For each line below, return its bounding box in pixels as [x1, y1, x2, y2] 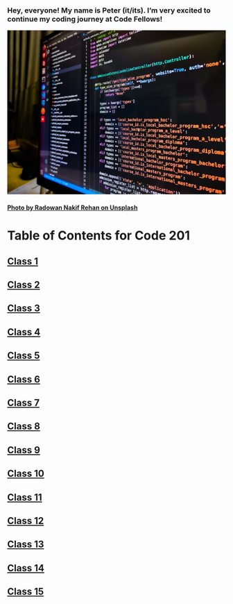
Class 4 [7, 326, 41, 338]
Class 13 [7, 539, 44, 551]
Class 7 [7, 397, 40, 409]
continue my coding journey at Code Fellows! [7, 14, 163, 24]
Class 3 [7, 303, 40, 314]
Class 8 [7, 421, 40, 433]
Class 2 [7, 279, 40, 291]
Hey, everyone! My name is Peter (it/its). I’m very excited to [7, 6, 212, 15]
